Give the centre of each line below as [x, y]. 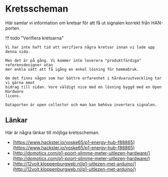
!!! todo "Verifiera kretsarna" [35, 38]
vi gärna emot [20, 82]
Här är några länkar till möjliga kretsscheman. [52, 132]
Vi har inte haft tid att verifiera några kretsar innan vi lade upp [80, 47]
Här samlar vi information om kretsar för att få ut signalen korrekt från [78, 23]
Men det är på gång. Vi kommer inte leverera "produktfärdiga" [73, 60]
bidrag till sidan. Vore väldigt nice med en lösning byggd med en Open [83, 87]
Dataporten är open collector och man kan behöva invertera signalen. [81, 105]
